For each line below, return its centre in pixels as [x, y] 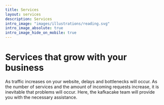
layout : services [23, 14]
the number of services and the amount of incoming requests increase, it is [82, 87]
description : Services [29, 19]
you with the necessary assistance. [41, 97]
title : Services [22, 10]
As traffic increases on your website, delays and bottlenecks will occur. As [81, 81]
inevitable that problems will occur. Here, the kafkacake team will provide [80, 92]
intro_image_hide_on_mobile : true [41, 33]
